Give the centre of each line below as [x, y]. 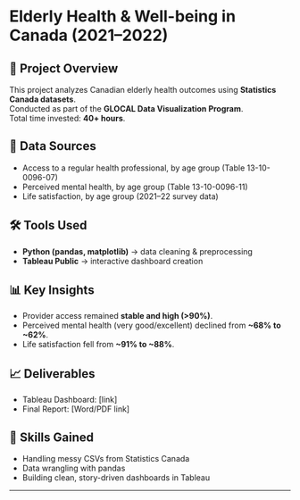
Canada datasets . [42, 99]
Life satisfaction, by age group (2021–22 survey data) [120, 196]
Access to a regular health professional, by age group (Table [133, 168]
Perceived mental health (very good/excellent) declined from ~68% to [151, 325]
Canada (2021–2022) [89, 35]
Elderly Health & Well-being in [123, 17]
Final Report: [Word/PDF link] [76, 409]
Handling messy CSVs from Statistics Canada [106, 459]
